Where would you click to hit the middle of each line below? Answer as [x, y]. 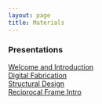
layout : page [29, 15]
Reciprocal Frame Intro [45, 91]
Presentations [36, 50]
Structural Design [36, 84]
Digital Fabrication [38, 75]
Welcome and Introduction [51, 66]
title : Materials [36, 23]
